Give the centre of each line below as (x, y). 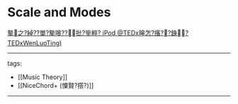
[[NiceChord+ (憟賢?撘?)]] (56, 85)
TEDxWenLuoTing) (35, 42)
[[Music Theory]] (42, 77)
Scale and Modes (59, 12)
